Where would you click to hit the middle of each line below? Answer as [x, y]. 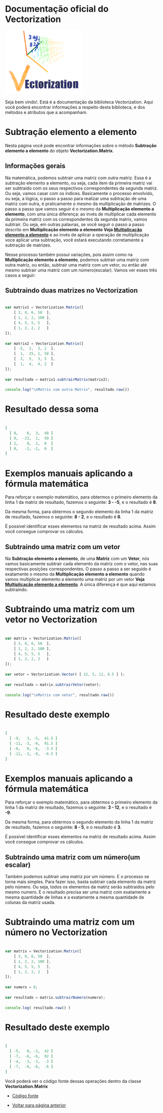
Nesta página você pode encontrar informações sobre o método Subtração [81, 145]
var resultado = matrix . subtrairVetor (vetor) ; [53, 685]
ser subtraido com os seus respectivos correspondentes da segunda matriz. [81, 188]
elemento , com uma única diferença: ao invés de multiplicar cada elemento [81, 214]
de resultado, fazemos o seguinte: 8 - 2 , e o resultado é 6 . [63, 517]
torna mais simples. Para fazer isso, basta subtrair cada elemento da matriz [81, 882]
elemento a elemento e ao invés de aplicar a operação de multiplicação [77, 234]
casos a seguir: [20, 275]
